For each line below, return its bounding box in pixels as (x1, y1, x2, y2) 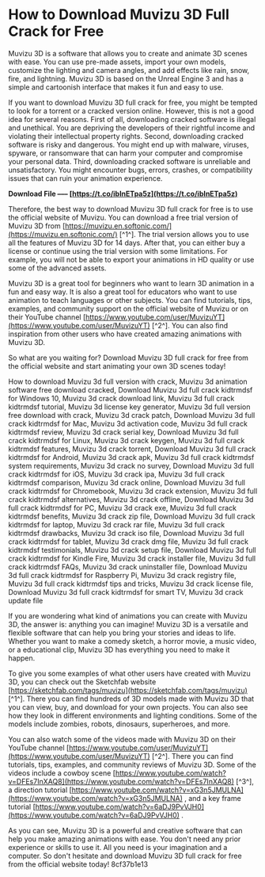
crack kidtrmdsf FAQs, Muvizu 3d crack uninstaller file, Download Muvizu (8, 561, 248, 572)
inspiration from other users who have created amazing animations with (8, 329, 242, 339)
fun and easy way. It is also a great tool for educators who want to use (8, 287, 237, 297)
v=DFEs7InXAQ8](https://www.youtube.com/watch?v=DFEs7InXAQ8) (8, 776, 235, 786)
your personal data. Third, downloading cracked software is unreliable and (8, 156, 251, 166)
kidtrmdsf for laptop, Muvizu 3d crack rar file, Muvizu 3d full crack (8, 519, 225, 529)
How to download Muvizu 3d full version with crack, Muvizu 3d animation (8, 377, 248, 386)
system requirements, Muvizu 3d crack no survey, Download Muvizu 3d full (8, 461, 255, 470)
